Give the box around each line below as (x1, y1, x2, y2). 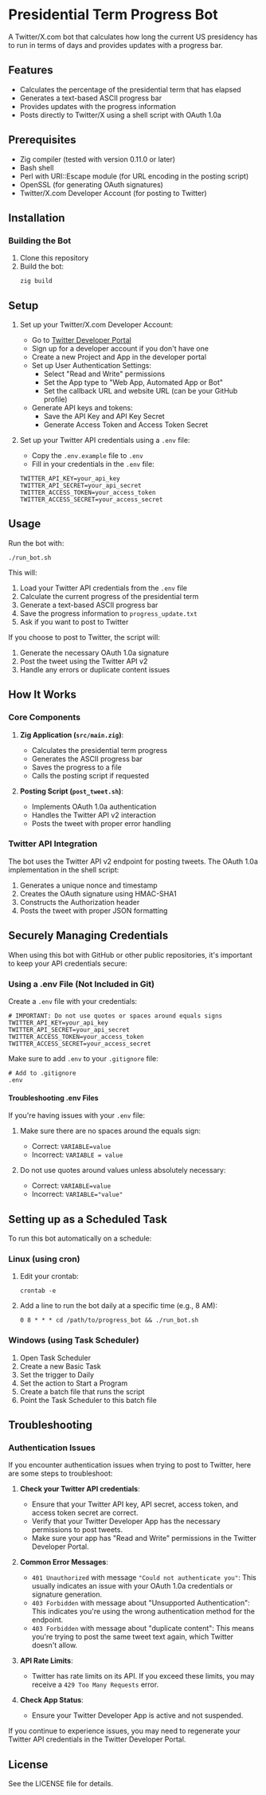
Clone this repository (19, 253, 89, 263)
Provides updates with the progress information (19, 101, 177, 111)
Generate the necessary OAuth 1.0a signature (19, 648, 170, 657)
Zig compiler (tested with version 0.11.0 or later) (19, 154, 176, 164)
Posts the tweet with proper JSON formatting (19, 906, 168, 915)
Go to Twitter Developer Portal (31, 335, 131, 345)
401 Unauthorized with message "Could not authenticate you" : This (31, 1573, 257, 1582)
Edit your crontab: (19, 1272, 79, 1281)
